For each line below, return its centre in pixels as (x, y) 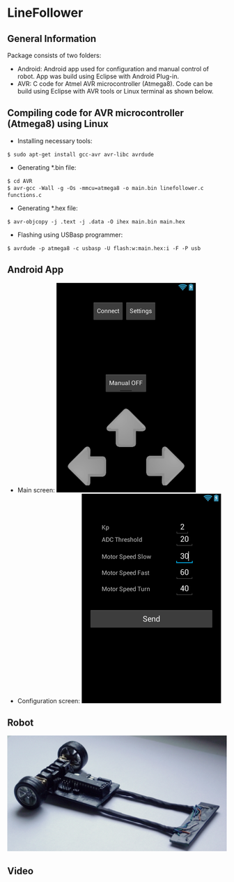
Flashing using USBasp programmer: (70, 235)
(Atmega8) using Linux (58, 124)
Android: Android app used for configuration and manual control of (113, 69)
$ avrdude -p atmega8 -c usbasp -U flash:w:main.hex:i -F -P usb (104, 248)
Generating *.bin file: (47, 167)
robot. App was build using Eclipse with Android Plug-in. (98, 76)
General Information (52, 39)
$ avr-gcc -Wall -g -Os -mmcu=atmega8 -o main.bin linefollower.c (106, 188)
